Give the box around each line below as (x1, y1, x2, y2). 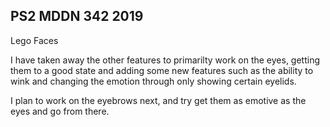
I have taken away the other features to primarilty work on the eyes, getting (10, 54, 321, 66)
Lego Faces (10, 34, 59, 46)
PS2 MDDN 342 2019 (10, 8, 144, 25)
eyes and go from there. (10, 105, 110, 117)
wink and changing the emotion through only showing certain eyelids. (10, 75, 297, 87)
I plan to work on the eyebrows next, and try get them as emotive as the (10, 94, 307, 106)
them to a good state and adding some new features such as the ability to (10, 64, 314, 76)
